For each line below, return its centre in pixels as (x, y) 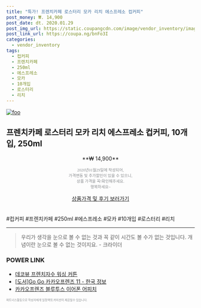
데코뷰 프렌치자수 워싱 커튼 (46, 274)
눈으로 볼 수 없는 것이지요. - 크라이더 (80, 244)
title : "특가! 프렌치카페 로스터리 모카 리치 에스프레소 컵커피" (75, 12)
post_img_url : (24, 28)
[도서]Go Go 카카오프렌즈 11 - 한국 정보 (60, 281)
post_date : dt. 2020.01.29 (40, 23)
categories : (21, 39)
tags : (13, 51)
